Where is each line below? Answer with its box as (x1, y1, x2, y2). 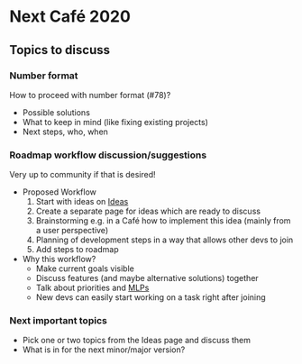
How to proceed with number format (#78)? (9, 89, 171, 100)
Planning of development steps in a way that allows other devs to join (35, 234, 294, 245)
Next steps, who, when (22, 126, 108, 137)
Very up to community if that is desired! (9, 169, 156, 180)
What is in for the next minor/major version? (22, 344, 186, 355)
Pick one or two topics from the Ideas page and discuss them (22, 335, 251, 346)
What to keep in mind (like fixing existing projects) (22, 116, 209, 127)
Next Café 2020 (9, 6, 131, 27)
